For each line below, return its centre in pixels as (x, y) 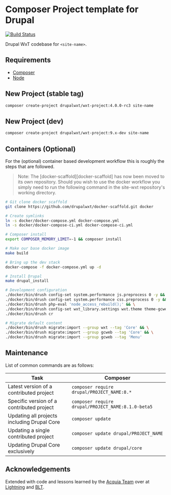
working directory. (37, 192)
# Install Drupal (24, 276)
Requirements (28, 60)
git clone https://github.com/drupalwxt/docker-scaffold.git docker (79, 207)
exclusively (21, 451)
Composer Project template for (72, 9)
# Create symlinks (25, 216)
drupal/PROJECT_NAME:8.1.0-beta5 (112, 406)
